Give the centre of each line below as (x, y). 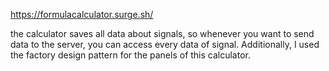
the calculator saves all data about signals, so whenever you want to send (162, 33)
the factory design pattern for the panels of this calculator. (131, 55)
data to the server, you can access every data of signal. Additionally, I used (165, 44)
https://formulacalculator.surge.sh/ (82, 14)
